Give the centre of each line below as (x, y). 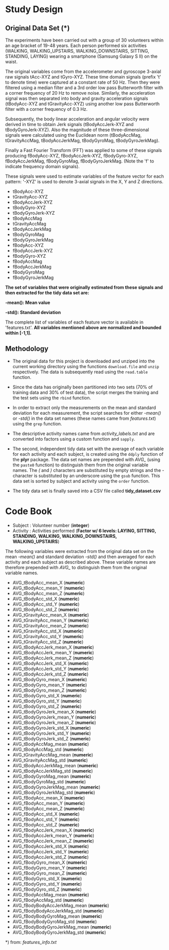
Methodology (27, 349)
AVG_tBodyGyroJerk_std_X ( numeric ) (52, 728)
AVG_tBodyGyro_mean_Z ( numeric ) (50, 690)
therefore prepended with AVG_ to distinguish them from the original (76, 567)
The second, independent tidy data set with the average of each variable (88, 449)
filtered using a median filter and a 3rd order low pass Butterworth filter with (84, 88)
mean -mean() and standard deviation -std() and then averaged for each (80, 557)
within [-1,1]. (18, 333)
